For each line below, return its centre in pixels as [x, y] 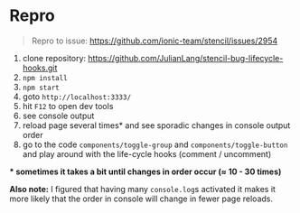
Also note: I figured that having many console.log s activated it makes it [142, 189]
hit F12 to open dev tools [68, 106]
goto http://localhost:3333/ [77, 97]
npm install [45, 78]
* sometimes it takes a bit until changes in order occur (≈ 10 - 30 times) [145, 171]
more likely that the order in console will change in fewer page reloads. [141, 199]
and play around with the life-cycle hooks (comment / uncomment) [147, 153]
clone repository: [54, 58]
